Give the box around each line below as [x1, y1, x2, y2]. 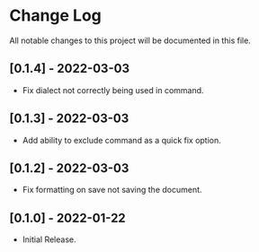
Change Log [9, 5, 102, 26]
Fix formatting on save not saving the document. [22, 185, 202, 196]
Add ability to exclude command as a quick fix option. [22, 135, 222, 145]
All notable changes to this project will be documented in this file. [9, 35, 252, 46]
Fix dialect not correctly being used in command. [22, 84, 204, 95]
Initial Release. [22, 234, 76, 245]
